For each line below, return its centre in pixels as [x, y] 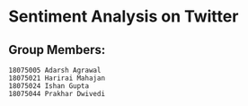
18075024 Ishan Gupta [49, 86]
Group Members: [57, 50]
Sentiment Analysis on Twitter [124, 17]
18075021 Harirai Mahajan [57, 78]
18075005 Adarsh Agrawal [55, 70]
